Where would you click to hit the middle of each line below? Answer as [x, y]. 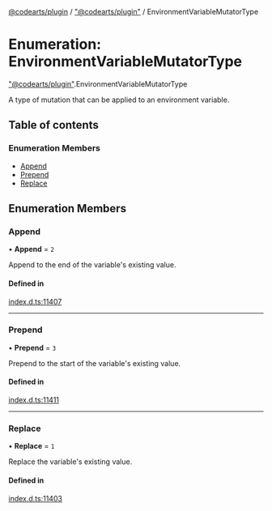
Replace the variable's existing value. [70, 462]
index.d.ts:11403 [36, 498]
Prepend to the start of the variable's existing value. [95, 363]
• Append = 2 [32, 249]
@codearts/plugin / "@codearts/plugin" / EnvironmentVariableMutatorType [134, 12]
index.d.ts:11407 [35, 301]
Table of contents [53, 125]
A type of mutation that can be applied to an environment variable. [119, 100]
